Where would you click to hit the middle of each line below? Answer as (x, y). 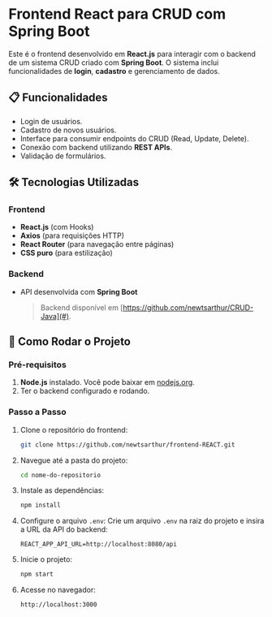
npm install (40, 505)
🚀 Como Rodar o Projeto (70, 342)
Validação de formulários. (63, 156)
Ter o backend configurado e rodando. (85, 391)
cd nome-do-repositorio (60, 475)
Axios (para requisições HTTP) (72, 235)
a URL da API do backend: (64, 529)
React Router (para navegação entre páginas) (97, 244)
